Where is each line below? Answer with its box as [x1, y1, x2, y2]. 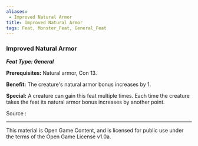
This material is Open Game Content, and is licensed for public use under [6, 127, 184, 134]
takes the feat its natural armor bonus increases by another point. [6, 98, 165, 105]
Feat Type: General [6, 58, 54, 65]
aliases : [6, 8, 28, 15]
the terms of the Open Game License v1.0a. [6, 133, 111, 140]
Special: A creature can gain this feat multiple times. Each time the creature [6, 92, 190, 99]
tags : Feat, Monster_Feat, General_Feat [6, 25, 107, 31]
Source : [6, 109, 27, 117]
